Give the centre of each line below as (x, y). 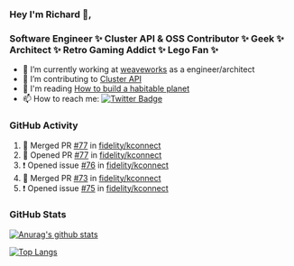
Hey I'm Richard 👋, (51, 14)
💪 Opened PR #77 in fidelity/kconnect (92, 155)
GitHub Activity (44, 125)
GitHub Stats (38, 215)
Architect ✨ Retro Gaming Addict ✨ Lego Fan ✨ (114, 50)
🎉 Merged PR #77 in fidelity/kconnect (92, 145)
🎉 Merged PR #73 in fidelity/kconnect (92, 178)
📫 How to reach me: (61, 99)
